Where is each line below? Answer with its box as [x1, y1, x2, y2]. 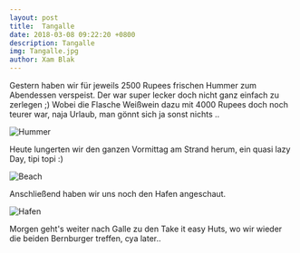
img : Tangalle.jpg [9, 47, 79, 56]
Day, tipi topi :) [9, 154, 63, 164]
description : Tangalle [9, 38, 95, 48]
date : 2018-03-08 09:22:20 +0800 [9, 30, 136, 39]
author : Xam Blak [9, 55, 75, 64]
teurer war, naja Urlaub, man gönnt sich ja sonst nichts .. [9, 109, 220, 119]
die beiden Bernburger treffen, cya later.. [9, 233, 161, 244]
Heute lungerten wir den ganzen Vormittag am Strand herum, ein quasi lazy [9, 144, 291, 155]
